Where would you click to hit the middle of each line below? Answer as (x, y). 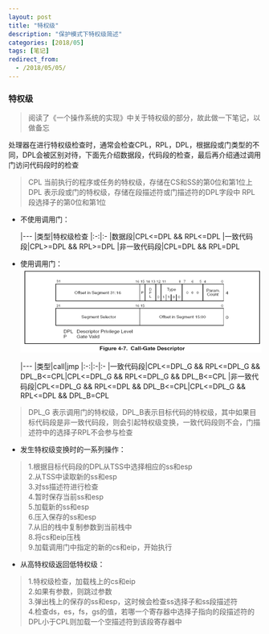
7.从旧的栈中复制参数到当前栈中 (80, 527)
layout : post (30, 17)
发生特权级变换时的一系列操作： (73, 449)
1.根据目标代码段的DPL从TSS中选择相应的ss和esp (110, 466)
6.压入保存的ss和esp (62, 516)
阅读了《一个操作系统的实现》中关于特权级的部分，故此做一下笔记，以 (144, 118)
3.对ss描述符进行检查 (63, 487)
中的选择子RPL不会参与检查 (88, 432)
